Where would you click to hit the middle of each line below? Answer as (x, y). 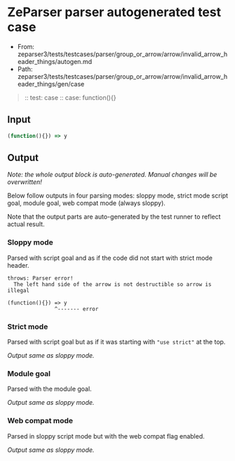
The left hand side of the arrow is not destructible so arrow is (113, 284)
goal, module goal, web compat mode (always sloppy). (87, 203)
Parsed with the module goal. (50, 389)
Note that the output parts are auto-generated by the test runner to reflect (114, 217)
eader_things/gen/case (51, 84)
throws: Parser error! (40, 278)
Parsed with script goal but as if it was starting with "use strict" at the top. (116, 342)
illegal (19, 290)
